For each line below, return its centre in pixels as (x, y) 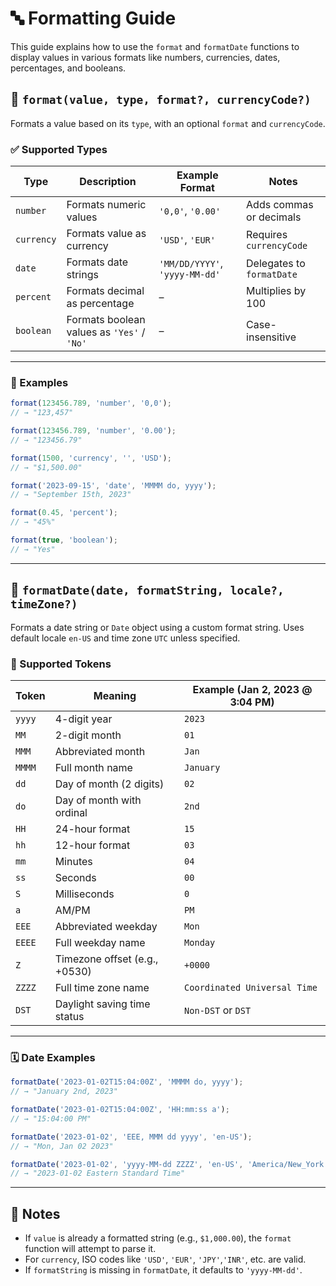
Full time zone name (102, 987)
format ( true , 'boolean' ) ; (64, 540)
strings (82, 275)
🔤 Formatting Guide (93, 18)
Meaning (115, 695)
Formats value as (106, 234)
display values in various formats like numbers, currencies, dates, (145, 57)
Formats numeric (106, 205)
